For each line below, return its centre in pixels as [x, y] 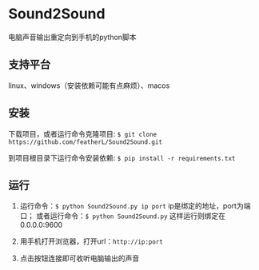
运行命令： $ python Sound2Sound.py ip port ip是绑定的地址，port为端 [135, 206]
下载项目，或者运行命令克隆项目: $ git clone [83, 133]
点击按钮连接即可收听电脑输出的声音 [80, 258]
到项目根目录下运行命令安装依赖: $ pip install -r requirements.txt [122, 157]
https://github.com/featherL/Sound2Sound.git [85, 142]
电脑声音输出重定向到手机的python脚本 [72, 37]
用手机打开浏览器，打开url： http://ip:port [92, 241]
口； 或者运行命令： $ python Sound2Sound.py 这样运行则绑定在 [123, 216]
